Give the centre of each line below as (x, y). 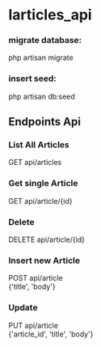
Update (23, 307)
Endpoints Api (44, 122)
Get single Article (43, 184)
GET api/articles (35, 163)
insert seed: (32, 78)
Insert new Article (44, 260)
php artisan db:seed (42, 96)
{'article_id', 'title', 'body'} (51, 334)
